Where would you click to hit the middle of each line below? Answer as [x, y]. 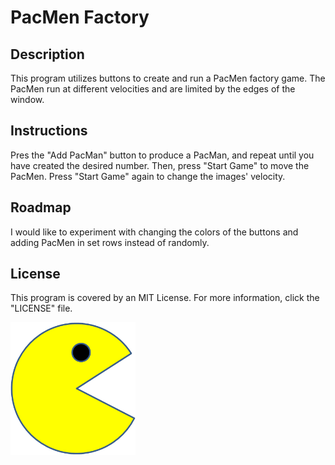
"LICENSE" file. [41, 308]
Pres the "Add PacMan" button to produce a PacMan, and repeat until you [162, 155]
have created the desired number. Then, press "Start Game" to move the [160, 165]
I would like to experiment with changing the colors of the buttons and [154, 232]
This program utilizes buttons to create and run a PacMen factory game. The [168, 78]
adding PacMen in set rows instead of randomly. [110, 242]
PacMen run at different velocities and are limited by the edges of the [153, 89]
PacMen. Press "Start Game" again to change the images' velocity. [148, 176]
